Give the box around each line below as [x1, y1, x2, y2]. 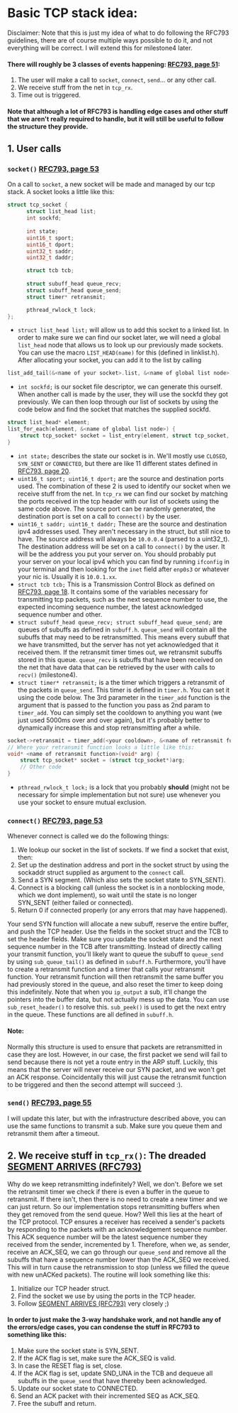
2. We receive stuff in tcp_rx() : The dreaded [7, 1149, 207, 1162]
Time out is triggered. [17, 91, 81, 99]
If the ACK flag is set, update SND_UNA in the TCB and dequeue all [17, 1369, 213, 1377]
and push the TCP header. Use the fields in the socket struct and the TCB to [7, 927, 229, 936]
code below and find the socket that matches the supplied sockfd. [17, 405, 211, 413]
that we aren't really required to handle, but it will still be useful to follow [7, 114, 225, 123]
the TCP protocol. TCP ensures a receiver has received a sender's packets [7, 1217, 225, 1226]
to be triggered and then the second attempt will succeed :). [7, 1080, 183, 1088]
